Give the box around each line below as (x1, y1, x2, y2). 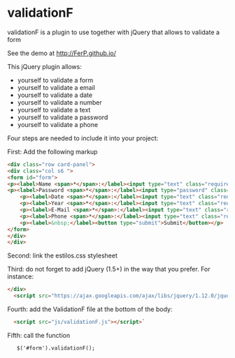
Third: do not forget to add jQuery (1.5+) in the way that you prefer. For (7, 265, 211, 274)
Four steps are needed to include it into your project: (7, 134, 159, 142)
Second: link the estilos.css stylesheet (7, 251, 117, 260)
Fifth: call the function (7, 331, 71, 339)
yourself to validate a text (17, 105, 91, 114)
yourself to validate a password (17, 113, 108, 121)
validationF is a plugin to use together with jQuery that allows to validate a (7, 28, 220, 36)
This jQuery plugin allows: (7, 62, 82, 70)
